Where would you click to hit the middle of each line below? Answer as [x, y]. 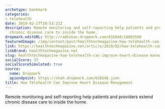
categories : [17, 14]
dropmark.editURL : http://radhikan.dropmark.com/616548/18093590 [73, 37]
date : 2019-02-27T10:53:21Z [34, 23]
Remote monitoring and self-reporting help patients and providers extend [79, 97]
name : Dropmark [25, 74]
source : [13, 69]
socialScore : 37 [22, 60]
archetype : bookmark [26, 10]
